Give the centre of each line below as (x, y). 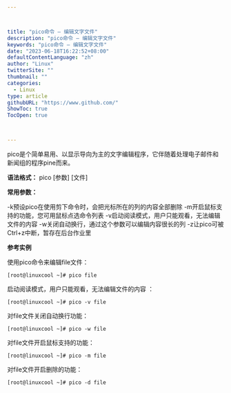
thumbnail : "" (28, 77)
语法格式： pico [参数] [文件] (48, 177)
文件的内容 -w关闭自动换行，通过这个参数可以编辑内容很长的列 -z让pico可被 (115, 224)
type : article (28, 96)
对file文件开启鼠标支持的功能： (51, 342)
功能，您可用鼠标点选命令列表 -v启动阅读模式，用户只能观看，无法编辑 (120, 216)
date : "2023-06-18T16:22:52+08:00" (58, 51)
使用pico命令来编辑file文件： (48, 262)
